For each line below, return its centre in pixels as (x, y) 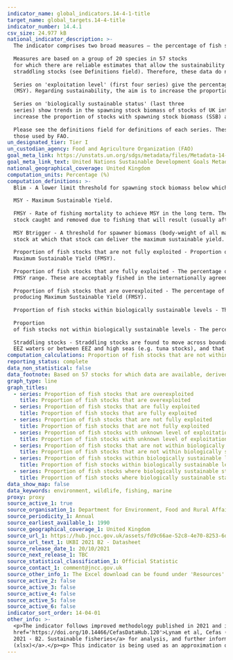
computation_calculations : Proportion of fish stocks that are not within (118, 355)
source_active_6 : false (42, 607)
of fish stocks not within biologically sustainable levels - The (111, 329)
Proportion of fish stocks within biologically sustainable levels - (116, 310)
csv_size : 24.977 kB (37, 33)
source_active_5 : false (42, 600)
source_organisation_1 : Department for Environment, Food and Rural (108, 510)
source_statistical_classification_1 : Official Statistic (93, 562)
